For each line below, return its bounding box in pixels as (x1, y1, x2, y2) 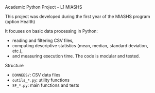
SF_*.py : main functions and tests (12, 82, 79, 88)
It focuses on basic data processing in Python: (5, 28, 98, 34)
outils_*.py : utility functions (12, 77, 69, 83)
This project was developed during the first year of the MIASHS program (5, 14, 150, 19)
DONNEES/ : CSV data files (12, 72, 61, 77)
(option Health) (5, 19, 35, 24)
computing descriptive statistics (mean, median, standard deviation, (12, 43, 148, 48)
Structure (5, 63, 24, 68)
